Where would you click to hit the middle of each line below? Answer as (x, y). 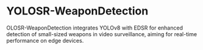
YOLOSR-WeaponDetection (77, 11)
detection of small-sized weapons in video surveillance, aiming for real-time (101, 34)
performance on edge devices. (45, 40)
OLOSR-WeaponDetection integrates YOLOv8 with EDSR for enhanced (94, 28)
